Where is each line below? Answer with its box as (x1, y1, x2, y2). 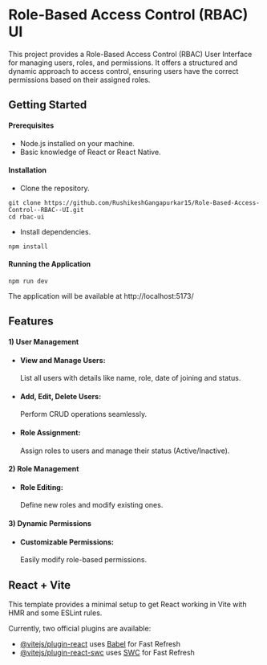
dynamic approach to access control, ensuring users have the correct (8, 66, 239, 75)
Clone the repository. (19, 183, 90, 193)
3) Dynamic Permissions (8, 518, 92, 528)
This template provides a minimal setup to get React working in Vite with (8, 599, 247, 609)
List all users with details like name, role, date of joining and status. (19, 373, 241, 383)
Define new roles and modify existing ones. (19, 500, 164, 510)
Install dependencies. (19, 226, 91, 236)
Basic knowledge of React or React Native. (19, 147, 162, 157)
